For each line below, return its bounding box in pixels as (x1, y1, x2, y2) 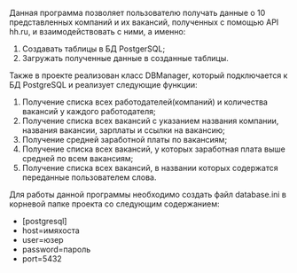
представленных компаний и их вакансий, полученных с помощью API (9, 17, 279, 27)
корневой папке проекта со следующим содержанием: (9, 199, 220, 209)
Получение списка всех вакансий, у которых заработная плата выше (21, 144, 285, 154)
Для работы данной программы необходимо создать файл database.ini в (9, 190, 286, 199)
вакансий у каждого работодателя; (21, 106, 157, 116)
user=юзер (21, 235, 64, 245)
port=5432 (21, 253, 62, 264)
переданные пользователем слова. (21, 172, 157, 183)
